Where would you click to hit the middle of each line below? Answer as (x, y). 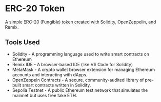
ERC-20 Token (35, 8)
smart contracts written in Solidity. (57, 85)
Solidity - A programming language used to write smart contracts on (81, 54)
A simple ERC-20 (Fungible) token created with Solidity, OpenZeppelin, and (80, 22)
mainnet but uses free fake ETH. (44, 95)
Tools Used (22, 42)
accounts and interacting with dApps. (50, 75)
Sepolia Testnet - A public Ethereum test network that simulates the (80, 90)
